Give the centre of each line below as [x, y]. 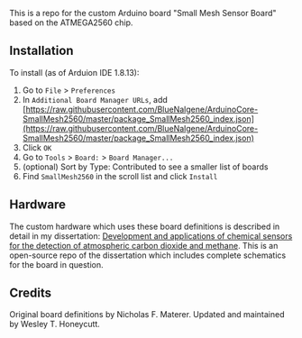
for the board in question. [56, 264]
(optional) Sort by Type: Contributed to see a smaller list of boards [145, 167]
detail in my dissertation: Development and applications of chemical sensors [151, 236]
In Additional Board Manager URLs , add [95, 99]
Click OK [37, 147]
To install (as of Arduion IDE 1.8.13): [74, 72]
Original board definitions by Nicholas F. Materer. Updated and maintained [147, 315]
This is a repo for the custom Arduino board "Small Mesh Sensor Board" [143, 13]
